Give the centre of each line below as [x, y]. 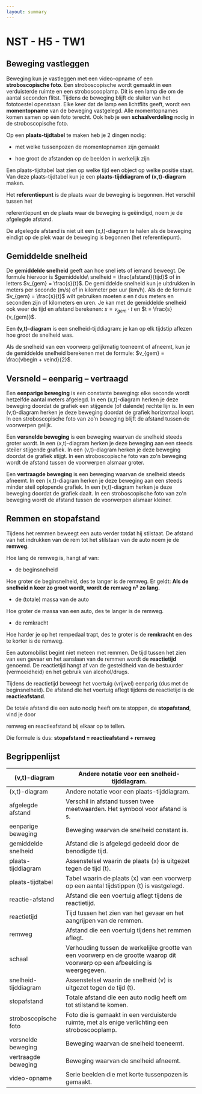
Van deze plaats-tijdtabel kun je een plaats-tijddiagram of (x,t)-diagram [96, 176]
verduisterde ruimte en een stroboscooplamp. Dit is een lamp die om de [95, 91]
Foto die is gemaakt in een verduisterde [121, 1014]
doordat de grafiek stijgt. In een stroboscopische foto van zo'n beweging [96, 456]
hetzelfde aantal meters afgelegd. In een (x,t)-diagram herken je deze [92, 399]
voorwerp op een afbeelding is [109, 962]
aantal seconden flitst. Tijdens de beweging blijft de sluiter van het [88, 98]
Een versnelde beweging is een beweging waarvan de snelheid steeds [94, 437]
